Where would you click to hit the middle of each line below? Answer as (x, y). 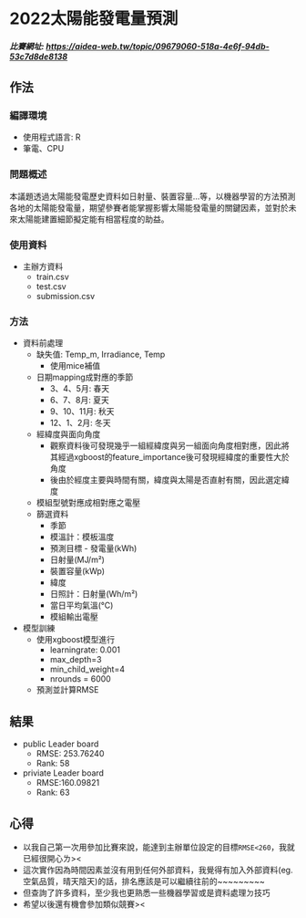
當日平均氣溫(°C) (82, 605)
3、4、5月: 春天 (80, 389)
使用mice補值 (75, 366)
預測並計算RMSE (67, 690)
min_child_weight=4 (87, 669)
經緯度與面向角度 (68, 434)
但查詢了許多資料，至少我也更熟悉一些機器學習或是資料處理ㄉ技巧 (146, 892)
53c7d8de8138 (39, 57)
